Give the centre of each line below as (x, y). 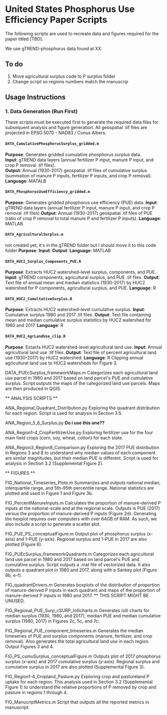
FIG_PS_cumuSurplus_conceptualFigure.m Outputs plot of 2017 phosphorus (83, 656)
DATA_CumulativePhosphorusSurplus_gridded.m (52, 144)
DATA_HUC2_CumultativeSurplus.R (39, 299)
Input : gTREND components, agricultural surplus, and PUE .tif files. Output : (83, 277)
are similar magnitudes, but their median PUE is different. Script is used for (82, 458)
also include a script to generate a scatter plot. (53, 524)
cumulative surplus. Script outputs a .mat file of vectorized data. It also (78, 564)
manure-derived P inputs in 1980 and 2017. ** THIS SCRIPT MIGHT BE (77, 595)
